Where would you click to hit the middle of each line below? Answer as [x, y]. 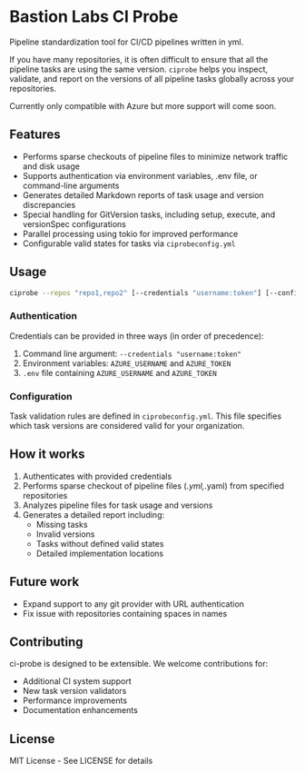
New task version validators [74, 691]
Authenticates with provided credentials [97, 476]
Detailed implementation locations [100, 553]
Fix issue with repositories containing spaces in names [125, 613]
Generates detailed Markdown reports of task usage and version [143, 195]
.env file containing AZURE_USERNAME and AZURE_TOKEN [120, 372]
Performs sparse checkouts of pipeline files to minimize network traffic [155, 156]
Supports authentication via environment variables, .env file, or [140, 175]
